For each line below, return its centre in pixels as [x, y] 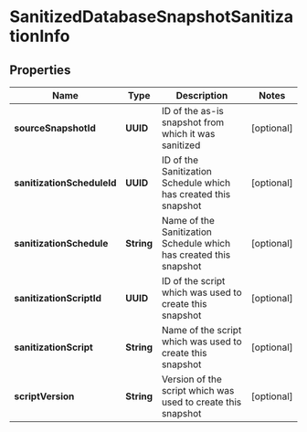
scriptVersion [44, 396]
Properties [40, 70]
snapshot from [193, 122]
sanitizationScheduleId [65, 183]
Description [202, 95]
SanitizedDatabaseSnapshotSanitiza [152, 17]
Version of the [191, 379]
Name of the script [201, 330]
